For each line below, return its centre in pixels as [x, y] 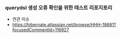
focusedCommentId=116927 [41, 30]
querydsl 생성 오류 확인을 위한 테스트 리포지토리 [59, 7]
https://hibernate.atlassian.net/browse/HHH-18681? [64, 25]
